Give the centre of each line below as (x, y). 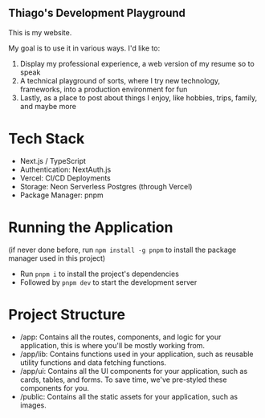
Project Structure (67, 314)
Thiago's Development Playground (97, 13)
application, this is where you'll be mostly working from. (112, 345)
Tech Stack (47, 139)
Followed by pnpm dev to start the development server (108, 282)
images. (33, 405)
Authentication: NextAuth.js (65, 169)
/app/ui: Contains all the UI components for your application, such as (134, 371)
